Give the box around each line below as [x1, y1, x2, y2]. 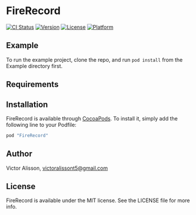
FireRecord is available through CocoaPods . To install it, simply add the [6, 115, 178, 122]
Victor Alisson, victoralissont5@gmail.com [6, 164, 108, 172]
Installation [6, 99, 48, 109]
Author [6, 149, 32, 159]
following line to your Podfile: [6, 121, 77, 128]
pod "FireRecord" [6, 132, 49, 139]
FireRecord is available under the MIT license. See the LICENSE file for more [6, 197, 190, 204]
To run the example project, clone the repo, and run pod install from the [6, 56, 183, 63]
